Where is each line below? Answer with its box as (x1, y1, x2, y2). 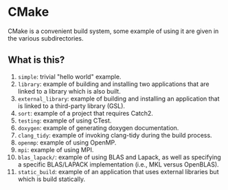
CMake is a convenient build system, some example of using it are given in (8, 27, 219, 35)
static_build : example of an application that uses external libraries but (17, 167, 219, 176)
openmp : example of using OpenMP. (17, 138, 117, 147)
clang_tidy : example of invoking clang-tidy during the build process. (17, 131, 212, 139)
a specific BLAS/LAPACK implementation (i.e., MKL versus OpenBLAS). (17, 160, 219, 169)
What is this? (8, 54, 65, 66)
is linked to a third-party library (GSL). (17, 101, 126, 110)
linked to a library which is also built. (17, 87, 121, 95)
